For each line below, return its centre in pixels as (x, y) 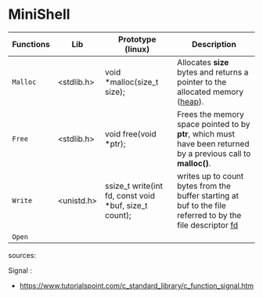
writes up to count (211, 176)
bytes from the (204, 186)
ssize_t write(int (133, 186)
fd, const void (130, 195)
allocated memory (211, 92)
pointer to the (202, 82)
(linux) (137, 49)
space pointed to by (214, 124)
